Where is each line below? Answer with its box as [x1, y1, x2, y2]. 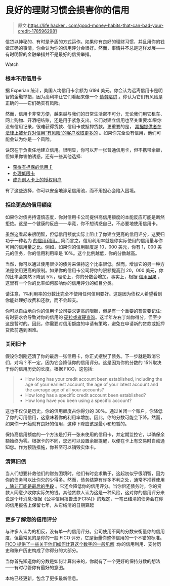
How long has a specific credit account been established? [25, 392, 146, 398]
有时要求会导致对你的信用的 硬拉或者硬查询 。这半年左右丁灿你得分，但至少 [5, 314, 162, 320]
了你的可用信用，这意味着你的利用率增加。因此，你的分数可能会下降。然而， [5, 414, 165, 420]
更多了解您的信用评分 [5, 516, 57, 523]
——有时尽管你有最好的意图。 [5, 565, 67, 571]
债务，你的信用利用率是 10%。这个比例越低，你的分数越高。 [14, 250, 140, 256]
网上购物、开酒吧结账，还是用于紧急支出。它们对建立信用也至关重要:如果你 [5, 117, 162, 123]
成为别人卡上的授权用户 [12, 177, 62, 183]
